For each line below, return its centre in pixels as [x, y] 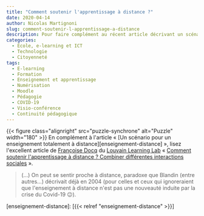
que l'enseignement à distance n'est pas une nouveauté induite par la [108, 188]
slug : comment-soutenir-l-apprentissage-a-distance [73, 29]
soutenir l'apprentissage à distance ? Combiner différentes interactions [95, 157]
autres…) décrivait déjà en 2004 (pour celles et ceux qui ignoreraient [107, 182]
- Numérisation [31, 86]
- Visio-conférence [36, 108]
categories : [21, 40]
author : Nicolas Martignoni [42, 23]
